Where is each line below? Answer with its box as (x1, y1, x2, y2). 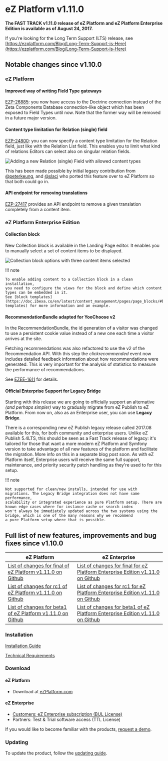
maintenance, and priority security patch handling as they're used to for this (5, 462, 162, 468)
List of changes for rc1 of (7, 583, 67, 590)
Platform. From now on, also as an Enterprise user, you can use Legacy (5, 410, 152, 416)
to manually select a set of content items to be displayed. (5, 247, 123, 254)
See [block (5, 294, 28, 299)
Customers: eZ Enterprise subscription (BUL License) (12, 711, 122, 717)
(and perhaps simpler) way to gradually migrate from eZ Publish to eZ (5, 404, 149, 410)
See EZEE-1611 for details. (5, 376, 58, 382)
